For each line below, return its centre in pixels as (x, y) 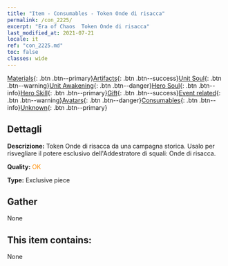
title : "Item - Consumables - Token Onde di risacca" (86, 13)
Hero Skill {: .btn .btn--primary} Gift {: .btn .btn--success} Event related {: (121, 93)
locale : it (23, 39)
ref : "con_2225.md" (35, 46)
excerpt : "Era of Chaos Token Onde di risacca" (78, 26)
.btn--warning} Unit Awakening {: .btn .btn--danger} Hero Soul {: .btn (102, 85)
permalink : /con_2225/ (40, 20)
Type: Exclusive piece (39, 180)
